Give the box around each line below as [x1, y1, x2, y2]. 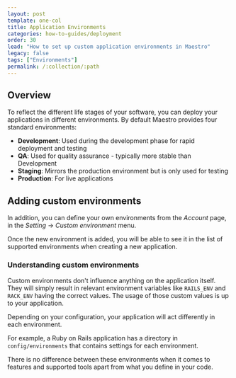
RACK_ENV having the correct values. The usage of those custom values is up [7, 291, 229, 299]
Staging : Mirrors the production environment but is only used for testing [17, 167, 229, 176]
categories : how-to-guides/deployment [7, 30, 122, 38]
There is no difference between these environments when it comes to [7, 355, 210, 363]
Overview [7, 89, 52, 101]
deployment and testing [17, 144, 87, 153]
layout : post [7, 10, 46, 18]
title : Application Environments [7, 23, 106, 30]
